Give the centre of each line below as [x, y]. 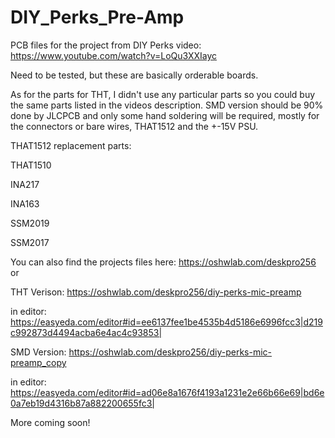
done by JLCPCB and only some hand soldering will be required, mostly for [165, 115]
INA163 [25, 203]
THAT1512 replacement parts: [71, 145]
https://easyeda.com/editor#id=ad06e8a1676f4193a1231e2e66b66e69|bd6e [167, 392]
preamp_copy [38, 362]
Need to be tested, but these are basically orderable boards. [134, 75]
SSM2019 [30, 223]
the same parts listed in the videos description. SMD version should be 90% [167, 105]
